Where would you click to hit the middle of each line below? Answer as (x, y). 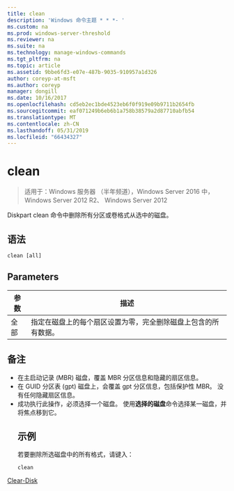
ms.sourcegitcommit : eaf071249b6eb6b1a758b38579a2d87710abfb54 (101, 111)
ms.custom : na (28, 27)
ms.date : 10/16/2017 (37, 98)
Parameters (33, 277)
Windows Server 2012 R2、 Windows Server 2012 (96, 200)
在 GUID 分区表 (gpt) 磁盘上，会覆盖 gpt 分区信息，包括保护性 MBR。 (116, 386)
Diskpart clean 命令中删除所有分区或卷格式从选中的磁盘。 (90, 215)
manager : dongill (32, 91)
